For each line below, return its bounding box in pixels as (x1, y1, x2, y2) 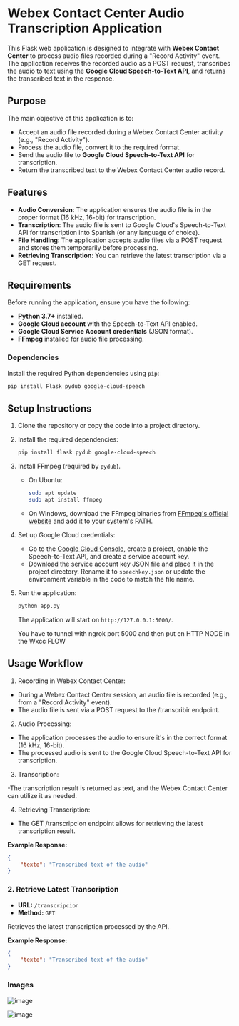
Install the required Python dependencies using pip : (7, 369, 160, 377)
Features (7, 186, 48, 199)
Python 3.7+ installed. (17, 312, 83, 321)
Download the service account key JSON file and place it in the (28, 559, 214, 568)
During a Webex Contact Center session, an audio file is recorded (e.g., (17, 690, 228, 699)
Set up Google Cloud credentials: (17, 530, 116, 539)
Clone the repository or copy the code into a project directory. (17, 422, 200, 430)
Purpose (7, 95, 46, 107)
